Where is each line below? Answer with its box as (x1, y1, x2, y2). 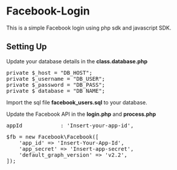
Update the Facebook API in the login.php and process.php (6, 110, 156, 118)
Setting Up (6, 42, 47, 52)
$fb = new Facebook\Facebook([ (6, 133, 99, 140)
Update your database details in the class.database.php (6, 57, 148, 65)
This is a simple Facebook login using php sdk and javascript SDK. (6, 24, 172, 31)
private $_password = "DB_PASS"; (6, 81, 106, 88)
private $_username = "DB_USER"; (6, 75, 106, 82)
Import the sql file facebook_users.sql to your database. (6, 98, 147, 106)
